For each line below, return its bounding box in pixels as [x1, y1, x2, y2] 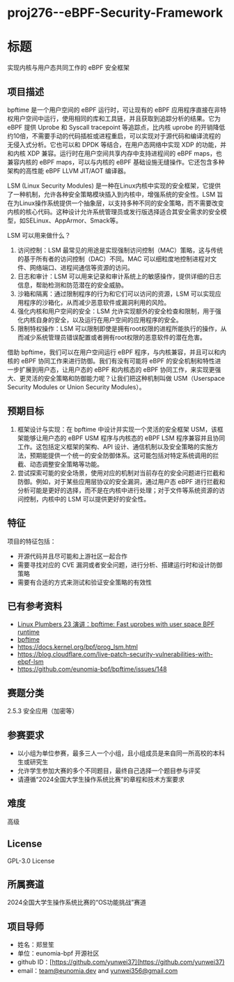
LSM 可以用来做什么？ [7, 231, 71, 239]
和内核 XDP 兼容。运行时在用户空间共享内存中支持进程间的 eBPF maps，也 [7, 149, 222, 158]
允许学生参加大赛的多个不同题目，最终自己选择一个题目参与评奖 [17, 766, 201, 775]
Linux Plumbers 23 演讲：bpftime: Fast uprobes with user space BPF [17, 620, 214, 628]
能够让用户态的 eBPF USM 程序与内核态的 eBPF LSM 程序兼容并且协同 [23, 434, 226, 442]
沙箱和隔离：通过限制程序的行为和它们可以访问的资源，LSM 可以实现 [17, 289, 216, 298]
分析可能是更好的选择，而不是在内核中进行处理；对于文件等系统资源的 [17, 486, 219, 494]
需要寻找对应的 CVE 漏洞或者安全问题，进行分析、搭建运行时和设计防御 [17, 560, 223, 569]
